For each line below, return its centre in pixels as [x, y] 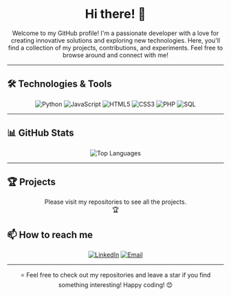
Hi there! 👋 [115, 14]
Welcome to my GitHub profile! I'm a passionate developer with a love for [115, 33]
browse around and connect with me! [115, 55]
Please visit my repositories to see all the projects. [115, 202]
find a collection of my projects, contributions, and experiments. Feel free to [115, 47]
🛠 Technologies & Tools [59, 84]
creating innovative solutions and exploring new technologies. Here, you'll [115, 40]
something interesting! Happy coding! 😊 [115, 285]
